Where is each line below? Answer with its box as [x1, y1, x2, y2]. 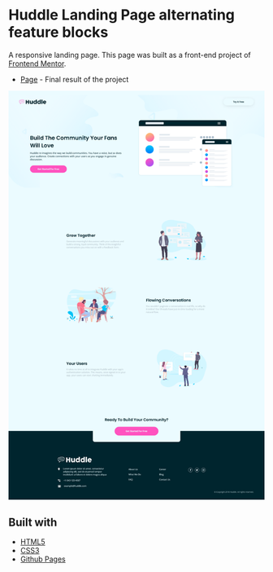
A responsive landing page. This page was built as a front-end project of [8, 50, 251, 59]
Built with [8, 515, 58, 529]
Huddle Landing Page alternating [8, 6, 236, 24]
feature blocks [8, 23, 109, 42]
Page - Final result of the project [19, 74, 129, 84]
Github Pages [19, 554, 67, 564]
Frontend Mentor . [8, 59, 67, 68]
